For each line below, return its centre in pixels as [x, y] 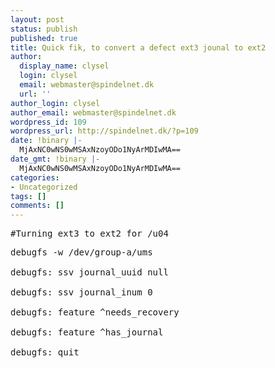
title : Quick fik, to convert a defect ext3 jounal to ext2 [138, 47]
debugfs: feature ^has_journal [87, 332]
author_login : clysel [55, 103]
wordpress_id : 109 [48, 122]
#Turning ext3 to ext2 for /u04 [89, 234]
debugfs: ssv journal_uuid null [89, 272]
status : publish [44, 29]
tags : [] [28, 196]
